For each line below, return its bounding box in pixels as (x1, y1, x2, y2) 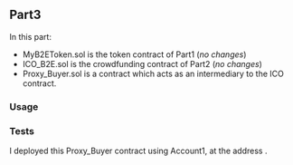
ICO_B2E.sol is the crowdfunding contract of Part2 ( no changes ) (22, 58, 262, 69)
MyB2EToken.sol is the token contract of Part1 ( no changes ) (22, 49, 247, 60)
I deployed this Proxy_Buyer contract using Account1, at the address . (9, 145, 268, 157)
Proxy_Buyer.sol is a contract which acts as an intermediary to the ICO (22, 68, 285, 79)
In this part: (9, 31, 52, 42)
